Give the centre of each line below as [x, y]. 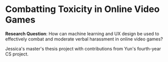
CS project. [17, 54]
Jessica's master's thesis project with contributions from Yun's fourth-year [83, 48]
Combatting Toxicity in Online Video [82, 9]
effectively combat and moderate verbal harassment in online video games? [84, 39]
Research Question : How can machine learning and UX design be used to [82, 33]
